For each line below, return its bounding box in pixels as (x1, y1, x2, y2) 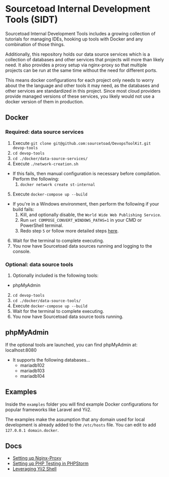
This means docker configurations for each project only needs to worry (5, 77, 154, 83)
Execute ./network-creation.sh (12, 161, 78, 167)
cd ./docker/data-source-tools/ (12, 298, 81, 303)
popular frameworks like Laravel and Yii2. (5, 406, 92, 413)
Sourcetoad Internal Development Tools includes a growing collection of (5, 30, 156, 36)
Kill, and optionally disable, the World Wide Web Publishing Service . (20, 211, 161, 218)
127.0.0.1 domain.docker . (5, 427, 59, 433)
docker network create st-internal (20, 182, 95, 187)
